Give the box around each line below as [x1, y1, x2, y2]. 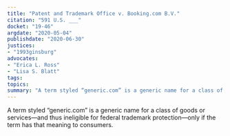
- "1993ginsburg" [7, 49, 57, 56]
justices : [7, 42, 36, 49]
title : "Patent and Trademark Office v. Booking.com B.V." [7, 10, 180, 17]
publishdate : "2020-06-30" [7, 36, 85, 43]
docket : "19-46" [7, 23, 54, 30]
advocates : [7, 55, 39, 62]
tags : [7, 74, 23, 81]
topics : [7, 81, 30, 88]
